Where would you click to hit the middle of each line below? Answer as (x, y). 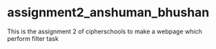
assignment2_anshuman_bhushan (108, 13)
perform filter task (33, 38)
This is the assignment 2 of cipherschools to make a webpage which (105, 31)
